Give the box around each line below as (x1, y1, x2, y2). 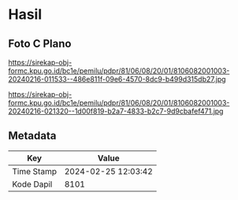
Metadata (8, 129, 57, 143)
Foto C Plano (8, 37, 72, 50)
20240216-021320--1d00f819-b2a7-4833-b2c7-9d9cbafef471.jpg (8, 106, 224, 116)
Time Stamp (12, 165, 58, 176)
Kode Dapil (12, 179, 53, 190)
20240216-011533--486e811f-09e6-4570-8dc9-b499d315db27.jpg (8, 75, 226, 83)
